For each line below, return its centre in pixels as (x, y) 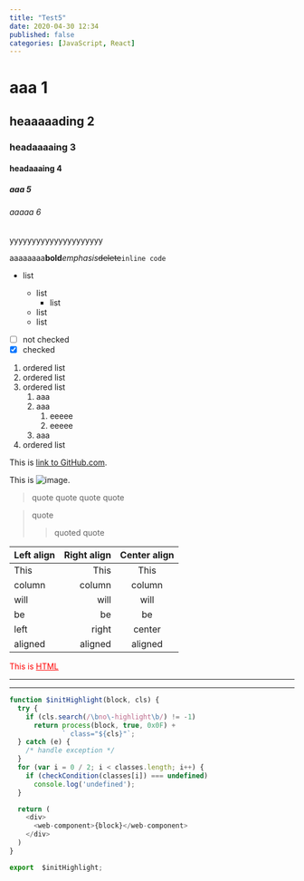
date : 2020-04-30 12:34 (54, 26)
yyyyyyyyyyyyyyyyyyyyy (57, 240)
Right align (87, 556)
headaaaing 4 (36, 169)
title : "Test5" (38, 18)
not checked (46, 339)
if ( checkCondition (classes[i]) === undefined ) (117, 776)
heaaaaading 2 (52, 121)
